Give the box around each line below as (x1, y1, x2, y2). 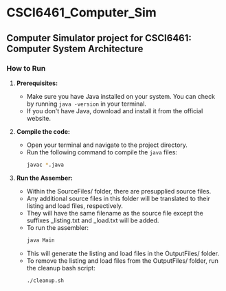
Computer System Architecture (6, 43, 144, 54)
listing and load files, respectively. (26, 201, 123, 210)
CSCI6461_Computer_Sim (6, 5, 157, 21)
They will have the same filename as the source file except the (26, 209, 203, 217)
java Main (26, 237, 56, 244)
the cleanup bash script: (26, 264, 95, 272)
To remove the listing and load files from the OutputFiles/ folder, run (26, 256, 219, 265)
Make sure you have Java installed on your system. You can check (26, 92, 216, 100)
